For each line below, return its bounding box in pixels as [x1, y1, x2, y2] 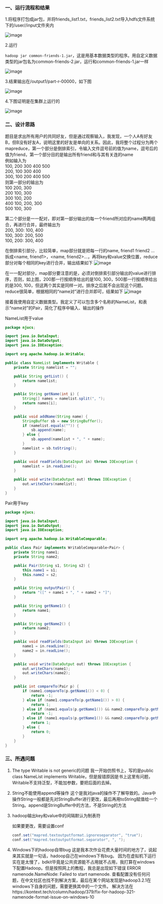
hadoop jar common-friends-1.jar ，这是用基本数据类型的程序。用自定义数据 [5, 53, 158, 59]
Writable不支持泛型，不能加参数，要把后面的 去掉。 [12, 780, 114, 785]
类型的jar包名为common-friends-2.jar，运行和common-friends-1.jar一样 [5, 59, 149, 64]
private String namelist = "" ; [14, 365, 77, 370]
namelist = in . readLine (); [22, 463, 77, 469]
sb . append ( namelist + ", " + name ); [31, 437, 105, 442]
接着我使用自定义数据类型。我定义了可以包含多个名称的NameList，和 [5, 299, 143, 304]
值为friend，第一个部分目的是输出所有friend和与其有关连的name [5, 151, 133, 157]
